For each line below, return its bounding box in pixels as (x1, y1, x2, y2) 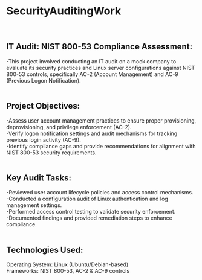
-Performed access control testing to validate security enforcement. (6, 208, 176, 215)
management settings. (6, 202, 62, 209)
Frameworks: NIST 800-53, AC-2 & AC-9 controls (6, 267, 130, 275)
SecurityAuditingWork (6, 4, 122, 18)
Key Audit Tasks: (6, 173, 71, 183)
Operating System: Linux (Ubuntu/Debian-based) (6, 261, 129, 268)
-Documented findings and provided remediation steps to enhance (6, 214, 172, 221)
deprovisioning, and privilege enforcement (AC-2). (6, 123, 132, 130)
